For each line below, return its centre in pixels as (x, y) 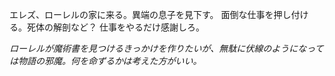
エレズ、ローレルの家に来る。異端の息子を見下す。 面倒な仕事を (141, 14)
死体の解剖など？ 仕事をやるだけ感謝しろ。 (115, 27)
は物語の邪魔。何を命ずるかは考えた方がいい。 (105, 61)
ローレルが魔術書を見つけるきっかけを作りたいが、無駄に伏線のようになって (166, 48)
